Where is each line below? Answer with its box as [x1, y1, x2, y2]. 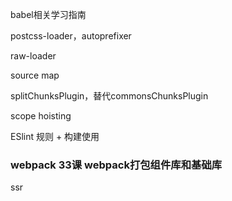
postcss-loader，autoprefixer [10, 30, 132, 42]
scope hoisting [10, 110, 72, 122]
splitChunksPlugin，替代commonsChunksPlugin [10, 90, 209, 102]
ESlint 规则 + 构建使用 [10, 131, 100, 142]
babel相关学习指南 [10, 9, 87, 20]
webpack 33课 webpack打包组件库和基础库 [10, 158, 223, 172]
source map [10, 69, 60, 81]
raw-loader [10, 50, 57, 62]
